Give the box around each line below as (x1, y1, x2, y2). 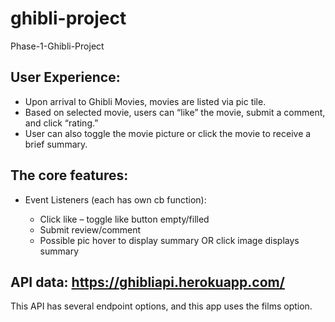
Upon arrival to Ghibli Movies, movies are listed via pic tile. (24, 95, 267, 107)
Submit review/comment (39, 223, 142, 236)
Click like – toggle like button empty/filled (39, 213, 210, 225)
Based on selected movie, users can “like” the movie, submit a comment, (24, 106, 326, 118)
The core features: (10, 167, 129, 184)
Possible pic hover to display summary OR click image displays (39, 234, 300, 246)
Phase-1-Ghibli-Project (10, 40, 105, 52)
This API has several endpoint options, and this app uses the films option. (10, 300, 313, 312)
